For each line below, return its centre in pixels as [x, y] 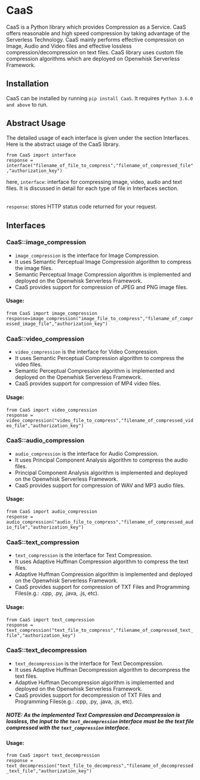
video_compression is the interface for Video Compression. [87, 352]
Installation [27, 84]
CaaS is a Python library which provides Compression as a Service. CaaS [96, 27]
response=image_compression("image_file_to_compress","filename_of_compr [100, 319]
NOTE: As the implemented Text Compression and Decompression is [93, 715]
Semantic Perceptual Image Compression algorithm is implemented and [103, 274]
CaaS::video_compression [45, 339]
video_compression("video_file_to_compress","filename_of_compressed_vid [100, 420]
